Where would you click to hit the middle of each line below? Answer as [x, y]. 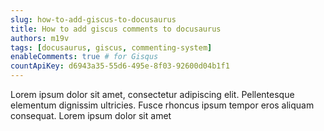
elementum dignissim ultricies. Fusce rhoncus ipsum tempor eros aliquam [162, 105]
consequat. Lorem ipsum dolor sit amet [91, 115]
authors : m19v [40, 38]
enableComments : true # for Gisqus [84, 57]
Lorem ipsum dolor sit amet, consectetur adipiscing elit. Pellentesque [152, 94]
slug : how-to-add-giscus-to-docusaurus [93, 19]
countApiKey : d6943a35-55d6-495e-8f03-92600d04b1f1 [120, 66]
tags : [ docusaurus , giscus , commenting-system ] [111, 47]
